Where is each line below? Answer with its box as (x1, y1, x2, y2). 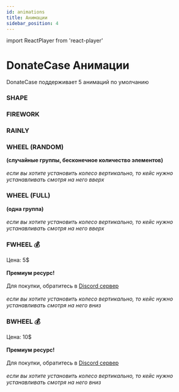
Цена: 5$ (6, 256, 29, 263)
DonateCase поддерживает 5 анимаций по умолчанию (6, 79, 149, 86)
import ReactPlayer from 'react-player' (6, 37, 103, 45)
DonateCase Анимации (6, 59, 130, 72)
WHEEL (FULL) (6, 191, 51, 200)
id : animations (6, 9, 45, 15)
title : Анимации (6, 15, 48, 21)
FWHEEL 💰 (6, 240, 40, 249)
